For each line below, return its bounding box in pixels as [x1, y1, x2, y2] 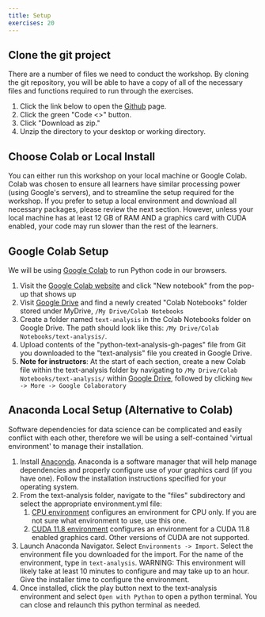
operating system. [19, 481, 79, 492]
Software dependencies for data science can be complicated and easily [8, 424, 243, 434]
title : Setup [8, 11, 51, 20]
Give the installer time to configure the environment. [19, 574, 190, 584]
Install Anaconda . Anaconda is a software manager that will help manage [19, 457, 257, 466]
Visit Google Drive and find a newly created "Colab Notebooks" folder [19, 297, 248, 307]
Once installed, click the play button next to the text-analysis [19, 583, 218, 592]
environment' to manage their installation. [8, 441, 144, 450]
